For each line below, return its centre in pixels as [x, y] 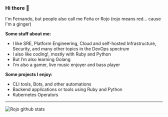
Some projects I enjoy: [29, 74]
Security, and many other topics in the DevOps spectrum [71, 49]
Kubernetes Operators [35, 95]
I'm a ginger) [18, 24]
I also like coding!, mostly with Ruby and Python [62, 54]
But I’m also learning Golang [41, 59]
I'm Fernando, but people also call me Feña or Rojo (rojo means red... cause [83, 19]
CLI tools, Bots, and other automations [52, 84]
